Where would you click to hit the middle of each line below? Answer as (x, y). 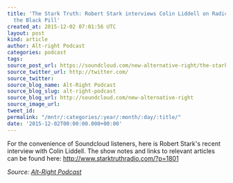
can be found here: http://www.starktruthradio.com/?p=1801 (93, 158)
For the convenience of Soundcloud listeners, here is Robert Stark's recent (114, 143)
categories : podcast (37, 53)
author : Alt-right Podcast (46, 46)
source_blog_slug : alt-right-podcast (62, 91)
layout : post (26, 33)
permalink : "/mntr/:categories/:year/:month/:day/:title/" (94, 117)
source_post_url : (32, 65)
